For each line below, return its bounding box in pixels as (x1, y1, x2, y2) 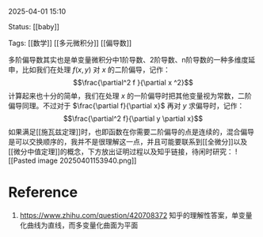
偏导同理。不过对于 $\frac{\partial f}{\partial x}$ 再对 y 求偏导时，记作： (8, 101, 245, 110)
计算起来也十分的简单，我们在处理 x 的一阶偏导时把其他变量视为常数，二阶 (8, 91, 252, 100)
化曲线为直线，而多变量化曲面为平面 (19, 220, 139, 230)
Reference (8, 183, 78, 201)
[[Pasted (8, 156, 36, 165)
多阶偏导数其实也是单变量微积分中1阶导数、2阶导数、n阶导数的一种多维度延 (8, 55, 256, 64)
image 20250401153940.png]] (37, 156, 137, 165)
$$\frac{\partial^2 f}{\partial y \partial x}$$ (63, 114, 204, 123)
